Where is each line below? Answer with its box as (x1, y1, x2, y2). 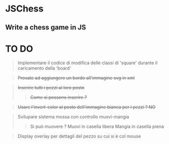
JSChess (5, 3, 44, 15)
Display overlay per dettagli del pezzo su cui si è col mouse (17, 133, 141, 139)
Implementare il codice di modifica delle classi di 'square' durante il (17, 60, 158, 66)
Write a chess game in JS (5, 23, 86, 32)
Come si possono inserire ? (30, 94, 87, 100)
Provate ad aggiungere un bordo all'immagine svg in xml (17, 75, 135, 81)
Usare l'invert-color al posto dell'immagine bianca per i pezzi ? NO (17, 104, 156, 110)
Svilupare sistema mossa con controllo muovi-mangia (17, 113, 130, 119)
